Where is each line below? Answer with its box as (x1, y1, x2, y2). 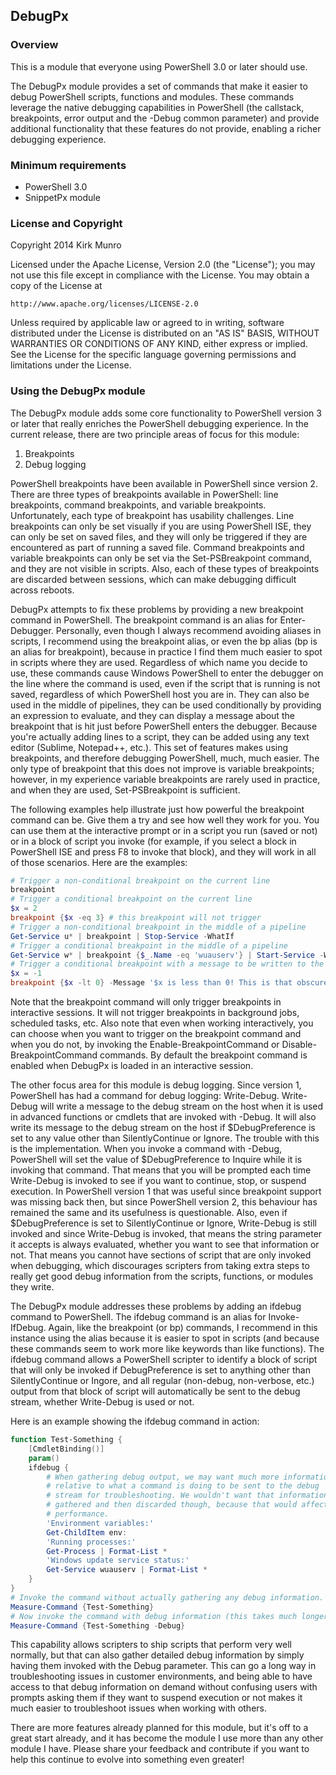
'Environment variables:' (46, 1518, 155, 1528)
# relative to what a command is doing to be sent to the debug (46, 1481, 320, 1491)
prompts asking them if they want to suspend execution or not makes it (10, 1692, 303, 1704)
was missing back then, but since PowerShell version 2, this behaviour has (10, 1196, 318, 1208)
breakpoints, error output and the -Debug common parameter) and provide (10, 112, 320, 124)
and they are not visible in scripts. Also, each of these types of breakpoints (10, 562, 320, 574)
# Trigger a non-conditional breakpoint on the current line (10, 875, 271, 886)
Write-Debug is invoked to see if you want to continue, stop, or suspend (10, 1175, 307, 1187)
